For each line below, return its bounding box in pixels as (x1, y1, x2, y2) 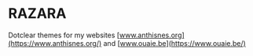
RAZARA (8, 5, 67, 23)
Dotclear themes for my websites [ (8, 30, 120, 40)
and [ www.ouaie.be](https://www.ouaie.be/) (103, 38, 246, 47)
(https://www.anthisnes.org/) (8, 38, 102, 47)
